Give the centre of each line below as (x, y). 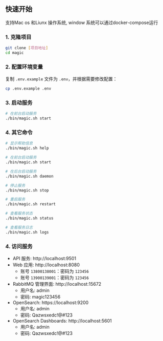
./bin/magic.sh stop (27, 190)
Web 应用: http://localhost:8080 (46, 265)
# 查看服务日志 (19, 227)
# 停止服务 (15, 185)
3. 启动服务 (19, 102)
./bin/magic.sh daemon (29, 176)
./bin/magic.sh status (29, 218)
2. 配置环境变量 (24, 67)
